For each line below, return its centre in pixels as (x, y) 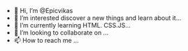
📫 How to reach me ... (46, 40)
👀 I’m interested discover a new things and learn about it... (97, 18)
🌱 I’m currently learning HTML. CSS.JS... (72, 25)
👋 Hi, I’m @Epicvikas (43, 11)
